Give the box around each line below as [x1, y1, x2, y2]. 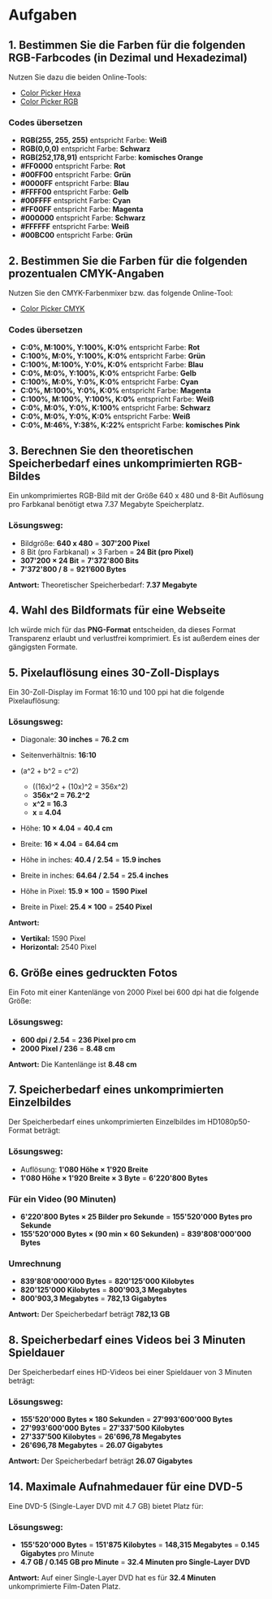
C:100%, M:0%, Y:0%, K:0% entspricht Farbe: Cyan [19, 377, 199, 387]
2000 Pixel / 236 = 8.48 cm [19, 1043, 115, 1053]
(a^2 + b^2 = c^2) [19, 766, 80, 776]
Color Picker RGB [19, 97, 79, 106]
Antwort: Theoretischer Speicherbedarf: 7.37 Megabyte [8, 579, 197, 590]
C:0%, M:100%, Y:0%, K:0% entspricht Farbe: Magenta [19, 386, 211, 396]
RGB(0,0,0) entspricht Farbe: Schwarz [19, 144, 151, 154]
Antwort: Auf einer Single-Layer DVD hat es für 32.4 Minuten [8, 1573, 217, 1583]
